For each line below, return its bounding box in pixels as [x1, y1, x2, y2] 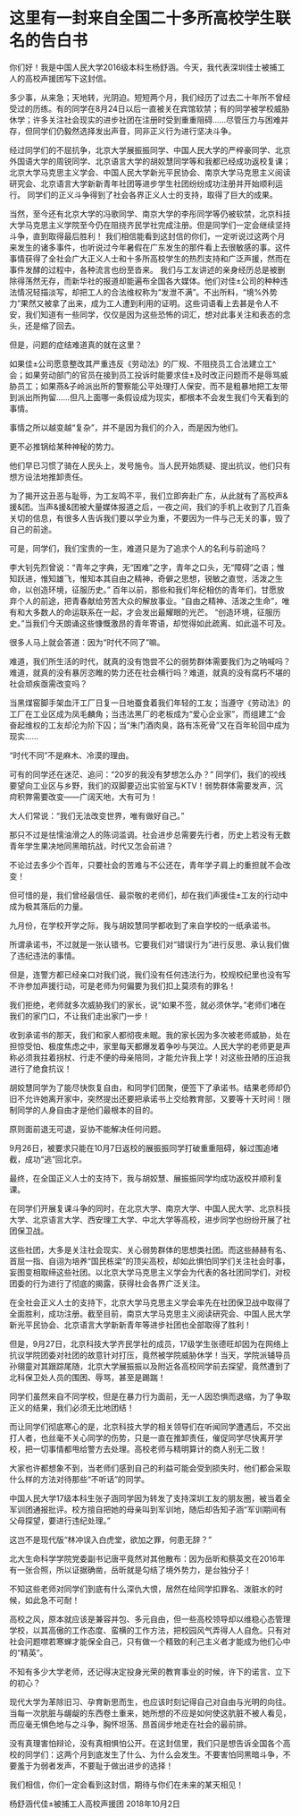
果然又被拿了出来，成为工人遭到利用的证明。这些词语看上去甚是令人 [21, 297, 271, 309]
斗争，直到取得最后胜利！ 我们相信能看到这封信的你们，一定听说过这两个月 [9, 230, 286, 242]
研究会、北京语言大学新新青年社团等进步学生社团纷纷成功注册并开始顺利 [9, 178, 275, 189]
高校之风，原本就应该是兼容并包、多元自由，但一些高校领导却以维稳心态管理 [9, 1613, 291, 1625]
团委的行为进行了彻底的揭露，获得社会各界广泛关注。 [9, 1277, 205, 1289]
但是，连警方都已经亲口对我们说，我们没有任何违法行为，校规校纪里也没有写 [9, 968, 291, 980]
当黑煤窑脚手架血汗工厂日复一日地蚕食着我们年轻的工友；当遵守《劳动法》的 [9, 697, 291, 708]
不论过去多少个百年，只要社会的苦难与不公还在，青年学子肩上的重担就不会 [9, 859, 283, 870]
